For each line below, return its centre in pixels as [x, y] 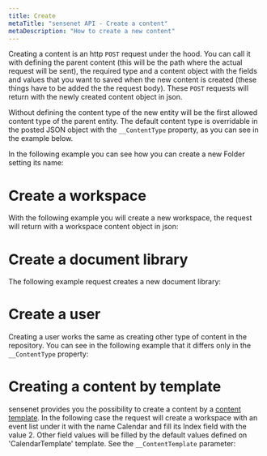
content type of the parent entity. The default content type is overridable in [133, 121]
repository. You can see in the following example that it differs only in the [130, 346]
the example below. [41, 139]
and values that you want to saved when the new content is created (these [133, 80]
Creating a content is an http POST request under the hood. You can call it [129, 54]
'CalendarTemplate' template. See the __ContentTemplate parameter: [122, 444]
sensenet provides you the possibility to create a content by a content [125, 409]
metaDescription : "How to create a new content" [92, 31]
